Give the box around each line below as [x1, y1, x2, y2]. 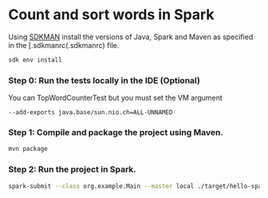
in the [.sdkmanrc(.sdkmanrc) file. [8, 40, 120, 49]
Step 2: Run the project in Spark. [8, 164, 137, 175]
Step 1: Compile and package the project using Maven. [8, 127, 223, 138]
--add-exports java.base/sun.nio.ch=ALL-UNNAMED [8, 109, 173, 117]
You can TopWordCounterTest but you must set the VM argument [8, 93, 223, 103]
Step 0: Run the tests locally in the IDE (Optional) [8, 74, 201, 85]
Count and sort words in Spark [8, 6, 215, 24]
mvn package [8, 145, 48, 153]
